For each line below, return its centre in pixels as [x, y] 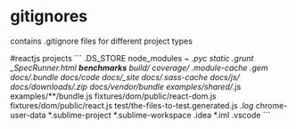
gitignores [49, 16]
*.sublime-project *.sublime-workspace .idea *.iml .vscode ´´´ [159, 115]
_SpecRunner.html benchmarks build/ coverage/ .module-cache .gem [139, 68]
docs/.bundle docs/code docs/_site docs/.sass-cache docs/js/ [125, 77]
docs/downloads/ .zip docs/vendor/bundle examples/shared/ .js [126, 86]
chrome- [271, 105]
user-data [28, 115]
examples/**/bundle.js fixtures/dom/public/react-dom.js [113, 96]
